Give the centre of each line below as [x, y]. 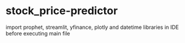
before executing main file [38, 33]
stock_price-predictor [62, 11]
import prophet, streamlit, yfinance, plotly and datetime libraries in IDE [92, 27]
